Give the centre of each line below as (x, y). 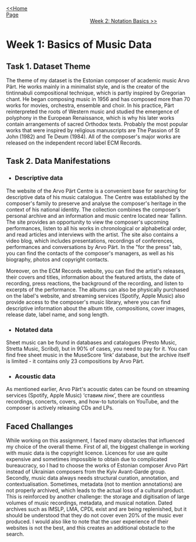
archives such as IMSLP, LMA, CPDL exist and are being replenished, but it (96, 509)
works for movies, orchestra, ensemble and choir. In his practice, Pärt (90, 105)
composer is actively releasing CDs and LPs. (60, 408)
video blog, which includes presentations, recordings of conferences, (90, 241)
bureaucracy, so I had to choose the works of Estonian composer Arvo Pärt (97, 466)
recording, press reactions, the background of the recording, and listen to (95, 283)
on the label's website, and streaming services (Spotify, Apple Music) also (96, 295)
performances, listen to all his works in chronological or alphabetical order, (96, 228)
